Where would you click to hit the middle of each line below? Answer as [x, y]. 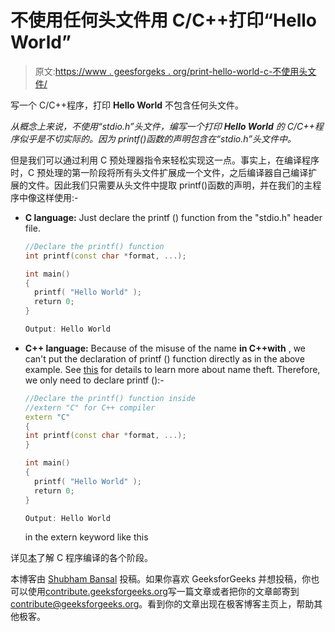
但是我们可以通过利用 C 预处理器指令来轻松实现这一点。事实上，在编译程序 [165, 160]
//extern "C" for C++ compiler [90, 407]
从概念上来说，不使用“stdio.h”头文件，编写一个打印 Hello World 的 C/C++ [162, 126]
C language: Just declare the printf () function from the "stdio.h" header [173, 217]
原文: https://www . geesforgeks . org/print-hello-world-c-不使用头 [171, 71]
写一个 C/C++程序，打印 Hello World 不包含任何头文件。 [127, 105]
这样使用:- [57, 197]
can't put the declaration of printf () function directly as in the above [164, 358]
